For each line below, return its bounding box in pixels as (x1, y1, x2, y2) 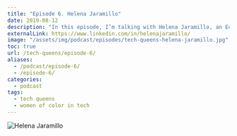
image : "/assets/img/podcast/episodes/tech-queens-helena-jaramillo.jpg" (7, 37, 229, 44)
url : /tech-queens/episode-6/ (7, 50, 97, 57)
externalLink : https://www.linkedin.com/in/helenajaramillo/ (7, 30, 191, 37)
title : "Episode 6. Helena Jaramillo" (7, 10, 121, 18)
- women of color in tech (13, 102, 90, 109)
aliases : (7, 56, 33, 63)
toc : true (7, 43, 37, 50)
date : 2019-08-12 (7, 17, 59, 24)
